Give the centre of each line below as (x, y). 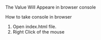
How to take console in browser (39, 17)
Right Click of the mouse (39, 32)
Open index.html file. (34, 26)
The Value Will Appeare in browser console (50, 7)
